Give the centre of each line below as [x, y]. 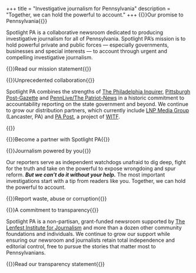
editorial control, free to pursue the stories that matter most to [81, 246]
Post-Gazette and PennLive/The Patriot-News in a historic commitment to [95, 98]
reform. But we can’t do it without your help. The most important [86, 175]
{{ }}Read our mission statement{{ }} [49, 69]
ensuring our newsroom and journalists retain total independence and [91, 240]
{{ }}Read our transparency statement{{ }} [55, 264]
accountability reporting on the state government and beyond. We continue [97, 104]
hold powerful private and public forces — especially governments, [87, 45]
